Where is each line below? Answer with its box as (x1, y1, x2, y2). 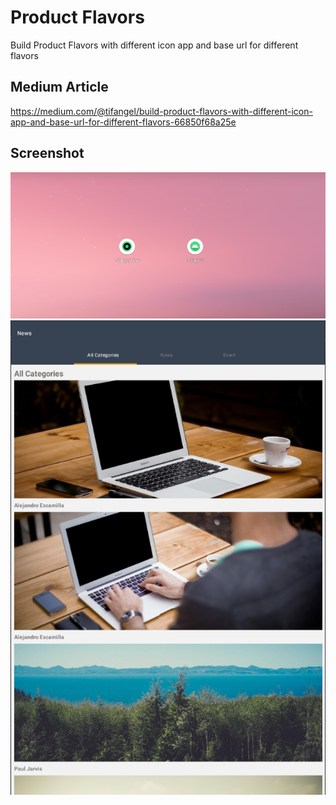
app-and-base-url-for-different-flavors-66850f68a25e (10, 116, 237, 128)
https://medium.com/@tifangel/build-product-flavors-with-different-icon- (10, 105, 313, 117)
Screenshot (10, 145, 85, 162)
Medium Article (10, 79, 109, 96)
